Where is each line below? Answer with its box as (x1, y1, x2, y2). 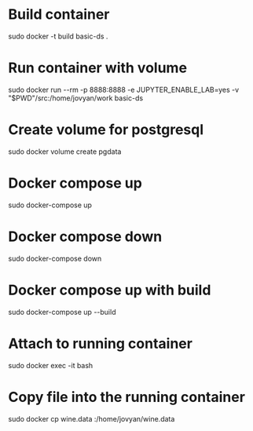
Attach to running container (8, 334, 192, 352)
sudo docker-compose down (8, 254, 102, 263)
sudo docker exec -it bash (8, 360, 93, 370)
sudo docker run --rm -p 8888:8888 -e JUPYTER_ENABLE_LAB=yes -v (8, 85, 240, 94)
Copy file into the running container (8, 388, 246, 406)
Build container (8, 5, 110, 24)
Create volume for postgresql (8, 121, 204, 139)
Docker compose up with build (8, 281, 211, 299)
